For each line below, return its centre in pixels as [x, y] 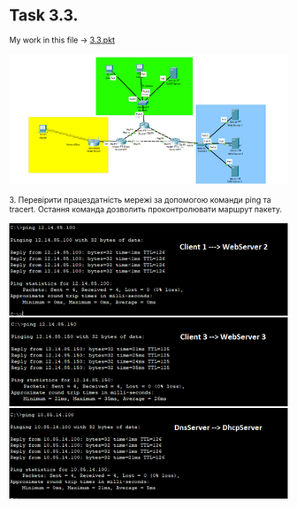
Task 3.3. [44, 15]
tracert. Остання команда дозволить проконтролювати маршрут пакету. [146, 209]
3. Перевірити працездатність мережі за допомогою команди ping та [140, 199]
